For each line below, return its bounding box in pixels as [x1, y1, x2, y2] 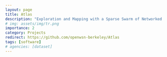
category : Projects [5, 30, 46, 35]
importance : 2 [5, 26, 35, 31]
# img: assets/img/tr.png [5, 21, 59, 26]
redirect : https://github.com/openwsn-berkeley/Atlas [5, 35, 120, 40]
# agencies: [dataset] [5, 44, 52, 49]
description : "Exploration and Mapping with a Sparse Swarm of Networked [5, 16, 162, 21]
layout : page [5, 7, 32, 12]
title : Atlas [5, 12, 32, 17]
